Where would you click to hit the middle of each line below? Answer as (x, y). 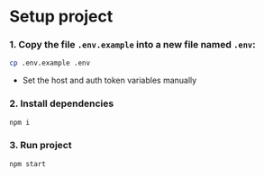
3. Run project (41, 146)
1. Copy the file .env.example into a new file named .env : (132, 45)
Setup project (61, 17)
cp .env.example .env (50, 63)
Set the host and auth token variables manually (109, 80)
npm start (28, 164)
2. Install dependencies (62, 103)
